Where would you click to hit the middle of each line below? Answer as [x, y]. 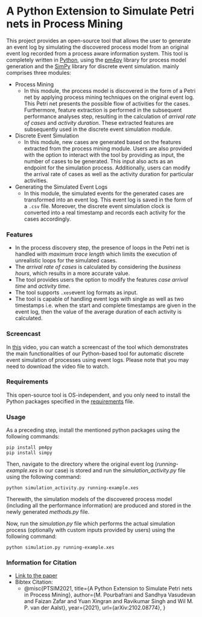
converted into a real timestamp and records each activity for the [105, 212]
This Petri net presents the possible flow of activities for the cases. [107, 103]
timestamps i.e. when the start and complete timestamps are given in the [105, 305]
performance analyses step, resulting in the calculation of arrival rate [110, 116]
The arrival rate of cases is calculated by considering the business [98, 267]
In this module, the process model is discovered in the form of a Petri [110, 90]
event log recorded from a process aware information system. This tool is [97, 53]
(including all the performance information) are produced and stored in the [99, 505]
